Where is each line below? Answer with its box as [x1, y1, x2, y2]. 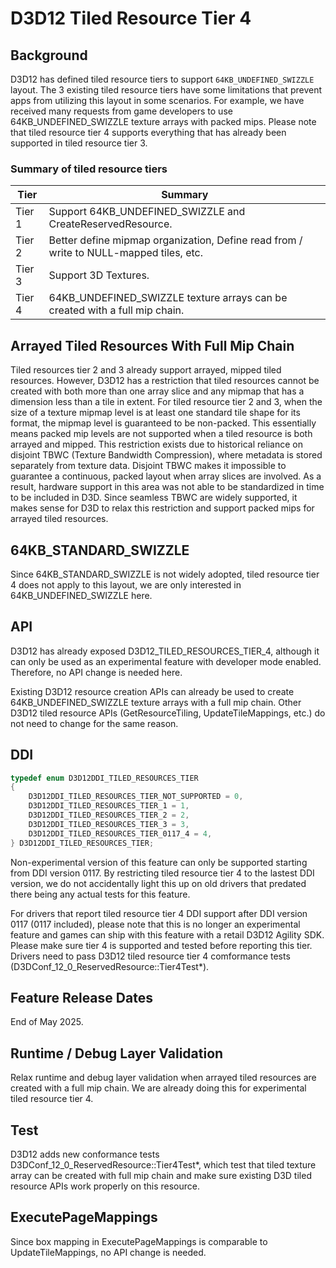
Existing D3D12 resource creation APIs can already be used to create [10, 685, 295, 697]
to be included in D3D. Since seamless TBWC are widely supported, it [10, 492, 298, 504]
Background [10, 47, 88, 64]
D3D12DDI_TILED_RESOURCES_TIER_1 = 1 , [28, 801, 190, 811]
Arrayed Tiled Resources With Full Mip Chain [10, 337, 295, 354]
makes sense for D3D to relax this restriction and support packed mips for [10, 502, 315, 514]
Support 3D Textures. [48, 268, 150, 282]
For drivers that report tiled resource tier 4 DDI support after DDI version [10, 907, 308, 919]
